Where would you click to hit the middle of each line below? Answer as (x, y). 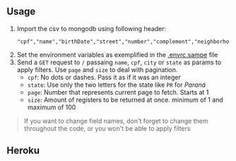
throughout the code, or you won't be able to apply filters (107, 128)
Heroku (23, 151)
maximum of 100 (52, 107)
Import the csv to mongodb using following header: (92, 28)
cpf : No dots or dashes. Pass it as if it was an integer (104, 77)
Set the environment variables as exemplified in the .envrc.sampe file (117, 54)
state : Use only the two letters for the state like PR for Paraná (117, 85)
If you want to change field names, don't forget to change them (116, 121)
